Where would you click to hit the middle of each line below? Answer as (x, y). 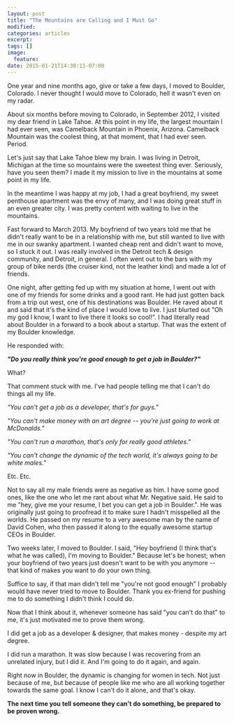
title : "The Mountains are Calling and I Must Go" (82, 20)
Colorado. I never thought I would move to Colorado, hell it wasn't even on (114, 93)
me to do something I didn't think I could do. (71, 598)
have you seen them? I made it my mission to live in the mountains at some (115, 172)
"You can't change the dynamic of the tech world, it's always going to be (112, 455)
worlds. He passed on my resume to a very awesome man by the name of (114, 519)
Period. (17, 143)
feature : (26, 59)
